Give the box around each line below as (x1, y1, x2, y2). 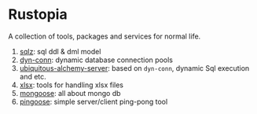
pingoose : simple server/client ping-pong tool (19, 97, 168, 106)
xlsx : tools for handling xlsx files (19, 80, 124, 90)
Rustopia (8, 6, 68, 24)
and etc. (19, 72, 47, 81)
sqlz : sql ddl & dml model (19, 46, 101, 56)
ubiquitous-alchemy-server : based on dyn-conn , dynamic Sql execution (19, 63, 250, 72)
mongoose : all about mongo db (19, 88, 121, 97)
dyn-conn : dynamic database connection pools (19, 55, 173, 64)
